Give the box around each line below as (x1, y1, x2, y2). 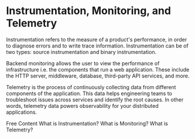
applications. (6, 109, 37, 116)
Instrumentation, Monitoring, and (6, 4, 172, 18)
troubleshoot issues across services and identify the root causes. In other (6, 96, 184, 103)
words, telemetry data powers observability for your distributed (6, 102, 159, 109)
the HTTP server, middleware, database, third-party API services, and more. (6, 72, 190, 79)
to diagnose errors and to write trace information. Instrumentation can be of (6, 42, 189, 49)
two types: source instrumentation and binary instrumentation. (6, 48, 157, 55)
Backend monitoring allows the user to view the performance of (6, 60, 160, 67)
